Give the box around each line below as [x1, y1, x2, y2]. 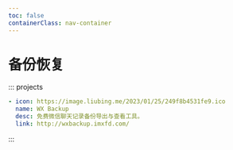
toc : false [8, 11, 45, 20]
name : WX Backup [15, 105, 69, 113]
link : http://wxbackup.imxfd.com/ [15, 120, 130, 128]
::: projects [8, 83, 44, 92]
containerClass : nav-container [8, 19, 112, 27]
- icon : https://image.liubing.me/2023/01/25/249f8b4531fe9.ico [8, 98, 226, 106]
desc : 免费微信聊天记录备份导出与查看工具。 [15, 113, 144, 121]
